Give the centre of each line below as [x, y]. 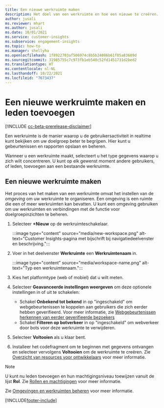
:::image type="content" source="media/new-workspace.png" [75, 233]
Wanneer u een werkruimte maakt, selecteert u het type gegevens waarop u [82, 155]
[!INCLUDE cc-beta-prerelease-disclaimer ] [48, 126]
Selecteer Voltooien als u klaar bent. [49, 337]
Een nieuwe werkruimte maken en [75, 102]
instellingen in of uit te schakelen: [46, 292]
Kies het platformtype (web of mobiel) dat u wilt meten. [68, 277]
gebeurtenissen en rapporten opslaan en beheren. [56, 146]
